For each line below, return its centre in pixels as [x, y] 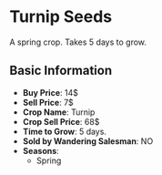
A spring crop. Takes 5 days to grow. [78, 42]
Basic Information [61, 71]
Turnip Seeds [61, 17]
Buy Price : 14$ [51, 92]
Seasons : [40, 150]
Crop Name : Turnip [59, 112]
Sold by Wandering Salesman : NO [88, 141]
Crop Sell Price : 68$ [61, 121]
